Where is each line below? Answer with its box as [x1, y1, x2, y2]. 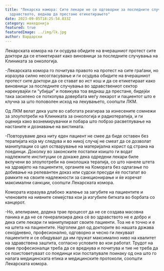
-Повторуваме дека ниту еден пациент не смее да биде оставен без [5, 133, 149, 139]
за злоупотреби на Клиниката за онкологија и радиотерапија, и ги [5, 113, 143, 119]
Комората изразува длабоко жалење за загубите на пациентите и [5, 189, 143, 195]
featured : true [5, 25, 36, 30]
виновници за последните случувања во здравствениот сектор [5, 83, 138, 89]
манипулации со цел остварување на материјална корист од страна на [5, 143, 154, 149]
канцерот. [5, 199, 26, 205]
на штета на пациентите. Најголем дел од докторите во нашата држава [5, 224, 154, 230]
